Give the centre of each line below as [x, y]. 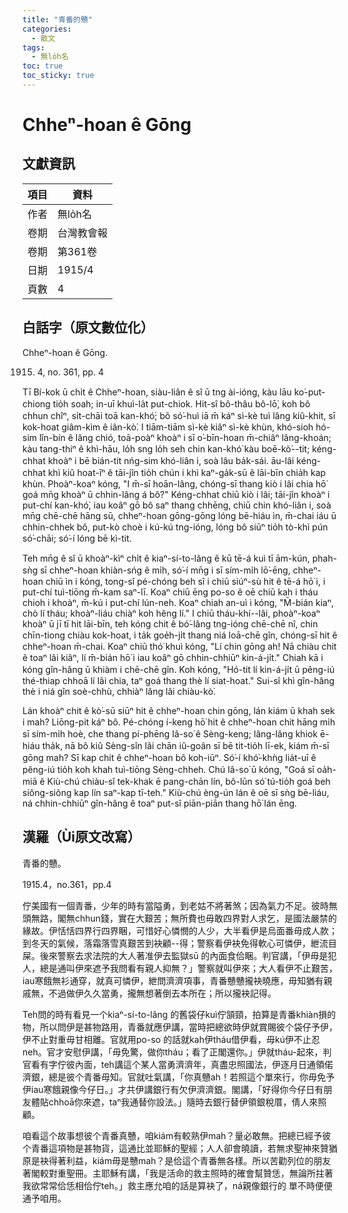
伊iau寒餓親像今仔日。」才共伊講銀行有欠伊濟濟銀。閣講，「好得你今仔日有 [173, 1089]
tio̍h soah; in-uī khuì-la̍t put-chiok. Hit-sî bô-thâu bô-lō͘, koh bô [181, 403]
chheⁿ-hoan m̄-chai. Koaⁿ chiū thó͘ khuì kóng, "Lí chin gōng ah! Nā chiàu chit [179, 646]
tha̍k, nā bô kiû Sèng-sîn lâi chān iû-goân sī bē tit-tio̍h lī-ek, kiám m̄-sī [185, 745]
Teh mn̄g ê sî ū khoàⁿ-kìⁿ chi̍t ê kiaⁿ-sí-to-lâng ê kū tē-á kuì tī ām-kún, [166, 558]
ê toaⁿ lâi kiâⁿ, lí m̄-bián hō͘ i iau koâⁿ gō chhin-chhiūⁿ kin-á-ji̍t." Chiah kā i [173, 657]
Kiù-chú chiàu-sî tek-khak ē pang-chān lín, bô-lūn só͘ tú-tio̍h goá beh [188, 781]
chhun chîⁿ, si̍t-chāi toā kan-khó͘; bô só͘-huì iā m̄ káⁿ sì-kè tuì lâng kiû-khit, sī [179, 415]
